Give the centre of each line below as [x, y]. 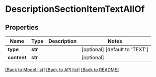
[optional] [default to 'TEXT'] [115, 49]
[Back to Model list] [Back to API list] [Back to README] [62, 70]
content [17, 58]
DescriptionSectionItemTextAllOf [75, 9]
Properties [22, 27]
